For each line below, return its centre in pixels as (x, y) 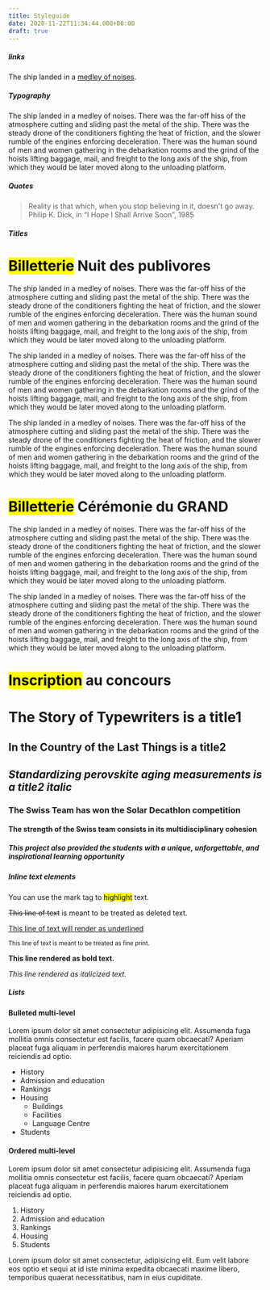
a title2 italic (40, 787)
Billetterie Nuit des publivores (110, 266)
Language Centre (61, 1124)
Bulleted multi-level (42, 1013)
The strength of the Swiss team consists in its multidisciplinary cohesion (133, 830)
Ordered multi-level (42, 1150)
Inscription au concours (90, 680)
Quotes (21, 186)
